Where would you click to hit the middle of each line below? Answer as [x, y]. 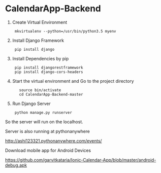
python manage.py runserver [43, 112]
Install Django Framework [38, 40]
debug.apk [16, 165]
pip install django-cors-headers [49, 72]
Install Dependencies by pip [40, 58]
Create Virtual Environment [40, 22]
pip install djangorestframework [49, 68]
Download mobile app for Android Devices [48, 150]
